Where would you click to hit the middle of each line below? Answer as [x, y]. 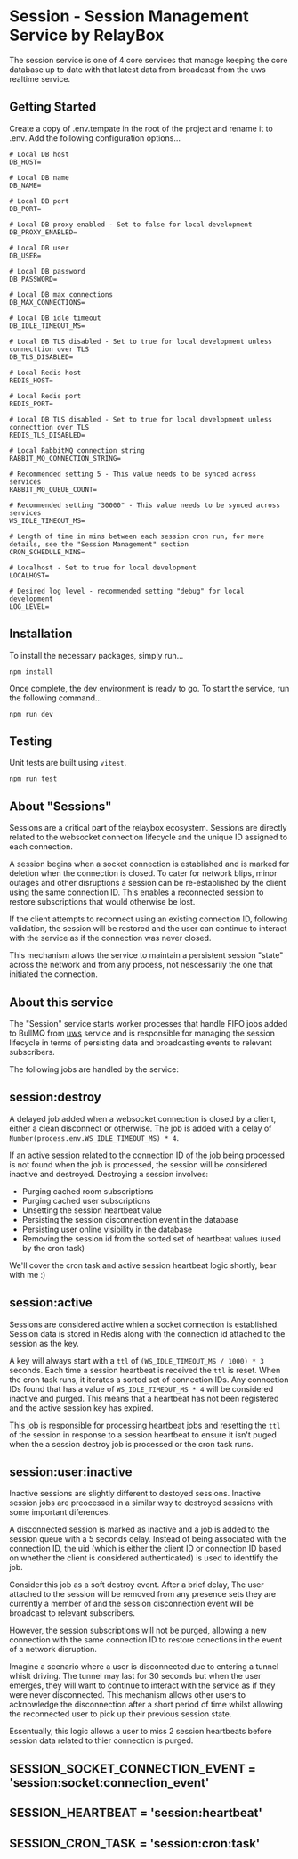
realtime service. [40, 78]
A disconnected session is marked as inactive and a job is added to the [139, 1529]
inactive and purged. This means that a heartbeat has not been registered [144, 1398]
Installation [41, 634]
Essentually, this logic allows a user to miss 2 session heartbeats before [141, 1732]
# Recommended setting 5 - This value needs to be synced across [133, 474]
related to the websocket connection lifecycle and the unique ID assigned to [148, 837]
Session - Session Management [129, 16]
